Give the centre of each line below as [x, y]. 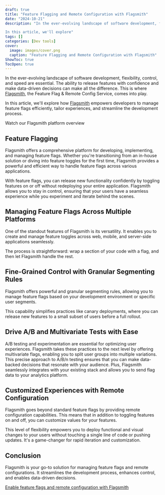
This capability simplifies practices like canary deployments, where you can [82, 311]
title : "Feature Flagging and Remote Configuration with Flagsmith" [77, 14]
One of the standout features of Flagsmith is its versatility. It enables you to [81, 231]
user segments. [21, 302]
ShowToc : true [20, 59]
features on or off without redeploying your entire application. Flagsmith [78, 186]
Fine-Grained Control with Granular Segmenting [80, 272]
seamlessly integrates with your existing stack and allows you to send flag [80, 370]
